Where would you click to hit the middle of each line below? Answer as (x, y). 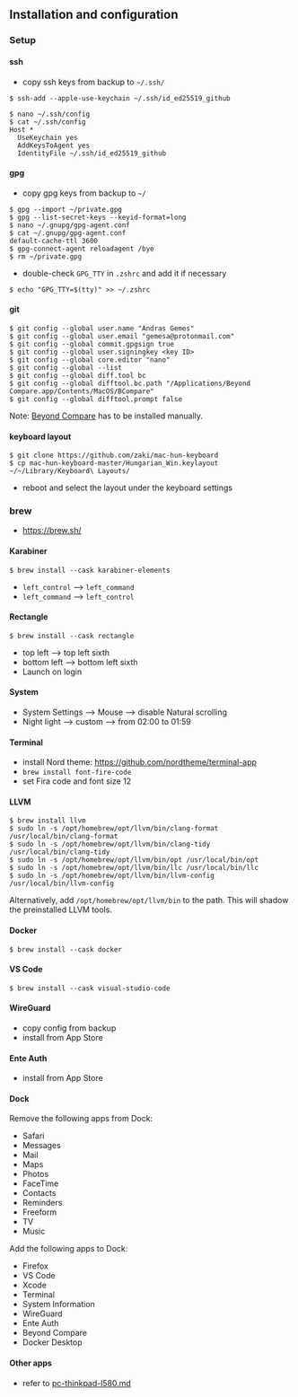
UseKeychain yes (48, 137)
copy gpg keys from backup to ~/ (84, 193)
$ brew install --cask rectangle (72, 636)
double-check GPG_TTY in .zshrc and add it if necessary (124, 273)
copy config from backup (69, 1028)
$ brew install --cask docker (66, 949)
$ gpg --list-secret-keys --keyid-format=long (98, 217)
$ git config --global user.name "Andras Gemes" (102, 328)
